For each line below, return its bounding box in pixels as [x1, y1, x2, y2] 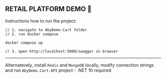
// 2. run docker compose [5, 31, 58, 37]
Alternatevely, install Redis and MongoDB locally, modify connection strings [5, 62, 154, 68]
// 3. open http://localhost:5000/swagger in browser [5, 49, 119, 54]
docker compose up [5, 40, 43, 45]
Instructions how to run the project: [5, 18, 77, 24]
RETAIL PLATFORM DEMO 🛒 [5, 5, 92, 13]
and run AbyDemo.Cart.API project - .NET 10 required [5, 67, 111, 73]
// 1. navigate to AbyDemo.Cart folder [5, 27, 87, 32]
